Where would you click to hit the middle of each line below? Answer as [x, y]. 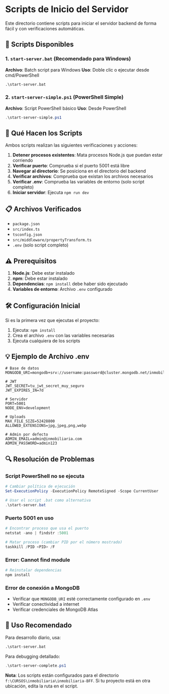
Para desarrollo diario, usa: [33, 637]
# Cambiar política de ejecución [40, 487]
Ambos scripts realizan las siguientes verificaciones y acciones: [71, 145]
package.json [26, 224]
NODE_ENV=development [28, 408]
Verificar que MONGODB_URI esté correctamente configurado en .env [81, 599]
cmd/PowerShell [22, 75]
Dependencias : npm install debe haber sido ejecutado [70, 284]
